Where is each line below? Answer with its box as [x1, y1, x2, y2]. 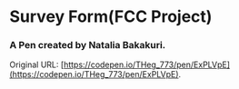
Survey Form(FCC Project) [9, 6, 213, 27]
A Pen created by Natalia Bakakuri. [9, 39, 166, 52]
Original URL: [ [9, 59, 65, 70]
